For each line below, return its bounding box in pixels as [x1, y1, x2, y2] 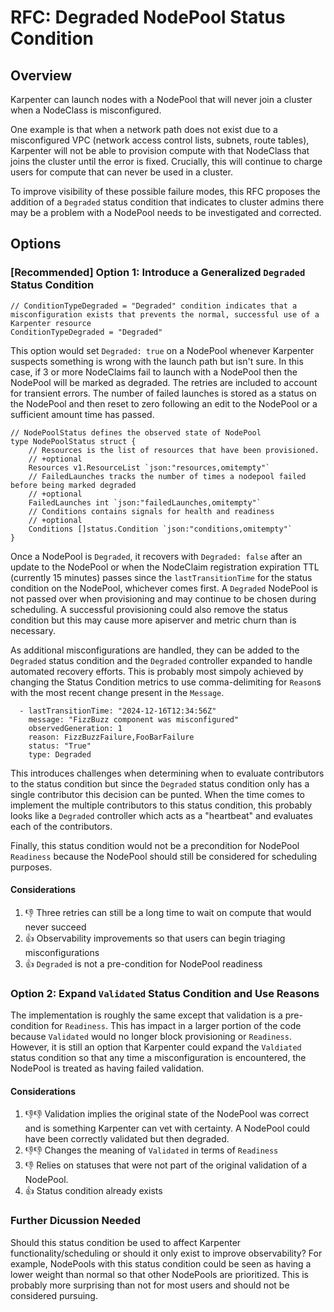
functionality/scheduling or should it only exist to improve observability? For [10, 1247, 323, 1259]
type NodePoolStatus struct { [10, 436, 137, 446]
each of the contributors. [10, 820, 113, 832]
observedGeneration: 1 [28, 723, 123, 733]
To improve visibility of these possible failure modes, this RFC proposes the [10, 186, 321, 197]
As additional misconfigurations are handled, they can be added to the [10, 644, 300, 656]
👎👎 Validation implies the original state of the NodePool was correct [24, 1108, 310, 1120]
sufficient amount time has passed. [10, 408, 155, 420]
